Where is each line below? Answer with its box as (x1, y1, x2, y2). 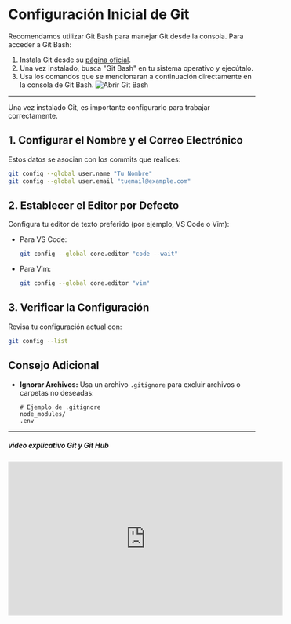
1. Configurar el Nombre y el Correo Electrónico (8, 133, 243, 147)
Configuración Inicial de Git (8, 5, 190, 24)
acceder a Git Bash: (8, 39, 72, 49)
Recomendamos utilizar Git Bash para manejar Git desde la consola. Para (8, 31, 244, 41)
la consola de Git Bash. (19, 80, 94, 89)
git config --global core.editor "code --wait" (19, 250, 178, 258)
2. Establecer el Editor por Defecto (8, 199, 180, 212)
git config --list (8, 337, 68, 345)
